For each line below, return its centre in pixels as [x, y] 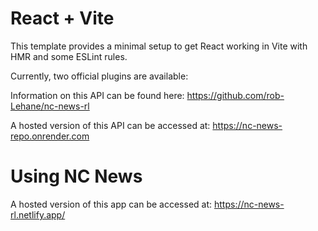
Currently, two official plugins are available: [99, 76]
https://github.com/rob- [235, 95]
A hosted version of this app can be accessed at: [111, 204]
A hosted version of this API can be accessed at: [110, 125]
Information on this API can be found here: [97, 95]
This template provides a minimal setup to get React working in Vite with [159, 46]
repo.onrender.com [50, 136]
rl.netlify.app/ [38, 214]
